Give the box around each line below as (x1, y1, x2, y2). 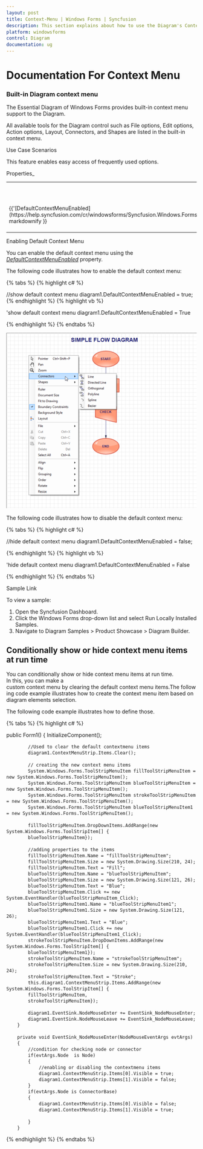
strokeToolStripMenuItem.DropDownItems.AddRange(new (28, 938, 164, 944)
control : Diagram (6, 35, 50, 42)
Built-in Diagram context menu (6, 90, 98, 99)
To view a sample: (6, 597, 51, 604)
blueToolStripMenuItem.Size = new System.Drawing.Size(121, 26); (28, 877, 196, 883)
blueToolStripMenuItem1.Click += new (28, 926, 123, 932)
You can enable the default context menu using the (6, 249, 134, 257)
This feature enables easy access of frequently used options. (6, 158, 159, 166)
